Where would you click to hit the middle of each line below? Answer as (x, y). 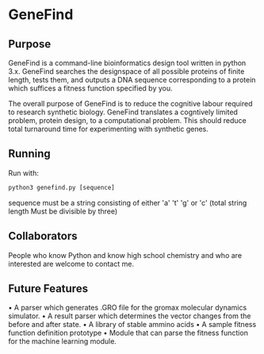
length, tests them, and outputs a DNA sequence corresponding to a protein (132, 80)
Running (30, 154)
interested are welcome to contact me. (71, 264)
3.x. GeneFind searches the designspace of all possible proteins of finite (126, 71)
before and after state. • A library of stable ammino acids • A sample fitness (132, 325)
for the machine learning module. (63, 341)
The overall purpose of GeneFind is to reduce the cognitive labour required (130, 104)
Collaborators (43, 236)
